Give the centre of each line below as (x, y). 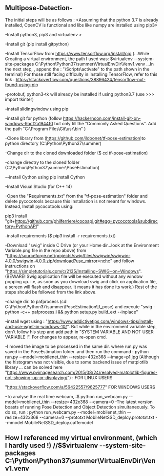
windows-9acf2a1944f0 (29, 123)
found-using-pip (21, 85)
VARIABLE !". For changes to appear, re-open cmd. (56, 337)
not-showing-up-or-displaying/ (36, 377)
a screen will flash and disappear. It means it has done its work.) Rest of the (81, 287)
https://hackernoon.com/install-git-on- (102, 118)
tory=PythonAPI (21, 226)
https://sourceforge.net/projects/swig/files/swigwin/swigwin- (69, 255)
